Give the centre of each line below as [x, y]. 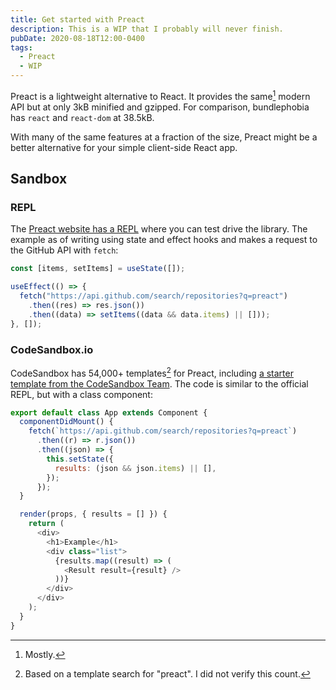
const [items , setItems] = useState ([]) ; [98, 269]
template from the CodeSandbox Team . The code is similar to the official [159, 383]
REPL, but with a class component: [81, 394]
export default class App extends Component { [109, 412]
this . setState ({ [80, 459]
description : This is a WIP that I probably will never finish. [147, 29]
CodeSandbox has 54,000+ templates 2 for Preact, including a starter [152, 372]
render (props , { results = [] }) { [93, 514]
